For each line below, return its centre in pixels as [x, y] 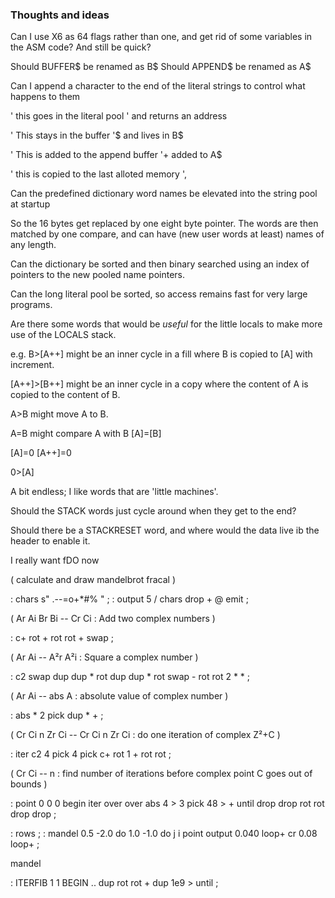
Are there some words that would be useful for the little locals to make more [166, 324]
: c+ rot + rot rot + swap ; [62, 638]
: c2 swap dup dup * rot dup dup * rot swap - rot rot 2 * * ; [130, 677]
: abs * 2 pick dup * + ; [57, 715]
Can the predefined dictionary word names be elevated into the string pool [164, 194]
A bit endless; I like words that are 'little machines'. [114, 492]
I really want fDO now [55, 560]
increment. [32, 365]
